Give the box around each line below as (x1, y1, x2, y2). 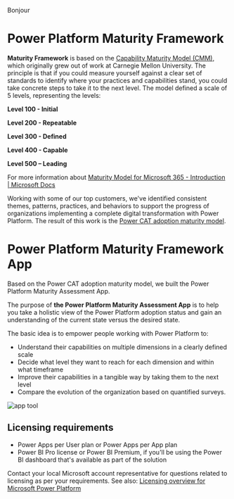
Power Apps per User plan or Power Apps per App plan (17, 440, 178, 449)
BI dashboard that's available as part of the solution (17, 455, 167, 464)
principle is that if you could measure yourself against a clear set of (7, 68, 202, 77)
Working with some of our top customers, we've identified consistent (7, 194, 207, 203)
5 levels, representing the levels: (7, 91, 101, 99)
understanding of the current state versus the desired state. (7, 315, 181, 324)
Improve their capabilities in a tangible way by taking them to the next (17, 372, 219, 381)
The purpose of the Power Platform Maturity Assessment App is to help (7, 301, 219, 309)
